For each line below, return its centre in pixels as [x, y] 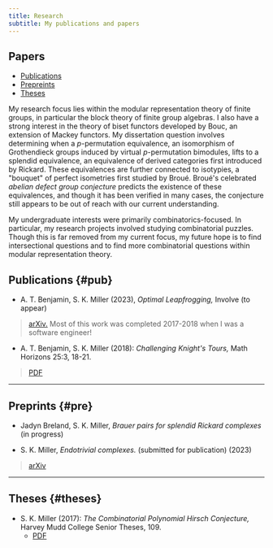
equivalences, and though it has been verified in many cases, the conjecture [136, 195]
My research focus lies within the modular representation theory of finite [130, 109]
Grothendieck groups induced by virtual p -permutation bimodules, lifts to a [134, 152]
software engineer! [60, 333]
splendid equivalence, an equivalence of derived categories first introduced [135, 161]
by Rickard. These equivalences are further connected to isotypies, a [124, 170]
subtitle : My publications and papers [74, 24]
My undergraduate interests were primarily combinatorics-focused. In [125, 220]
